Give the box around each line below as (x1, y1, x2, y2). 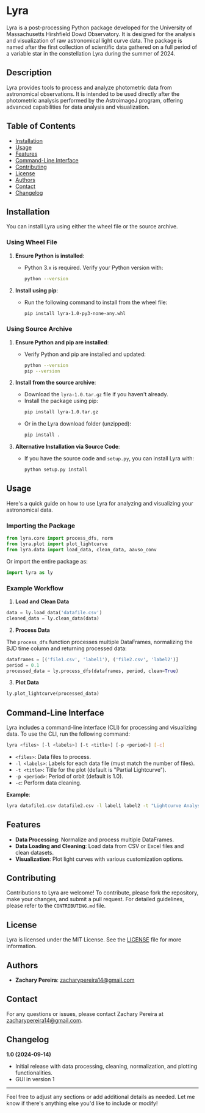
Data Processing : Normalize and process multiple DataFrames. (15, 836, 174, 843)
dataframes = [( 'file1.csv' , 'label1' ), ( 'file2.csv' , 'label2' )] (6, 656, 179, 662)
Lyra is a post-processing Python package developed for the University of (6, 24, 192, 31)
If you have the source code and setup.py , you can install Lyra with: (24, 455, 194, 462)
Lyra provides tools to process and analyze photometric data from (6, 84, 172, 91)
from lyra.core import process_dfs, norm (6, 535, 113, 542)
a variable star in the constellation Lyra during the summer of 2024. (6, 49, 176, 57)
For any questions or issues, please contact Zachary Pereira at (6, 1010, 164, 1017)
